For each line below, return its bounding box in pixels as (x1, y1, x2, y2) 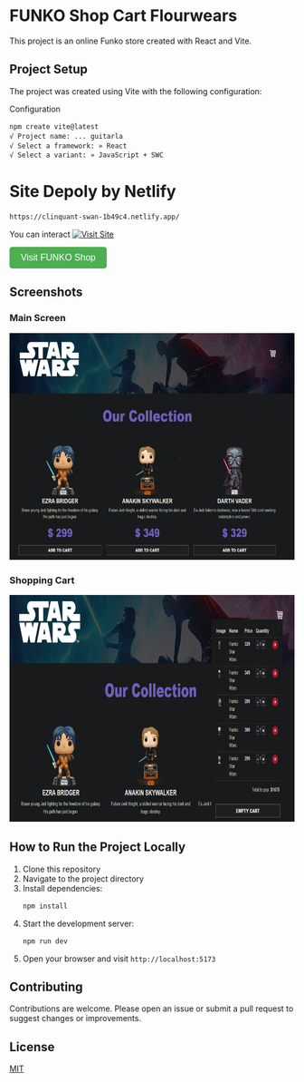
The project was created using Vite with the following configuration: (9, 85, 262, 96)
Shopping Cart (9, 573, 75, 586)
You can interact (9, 229, 71, 240)
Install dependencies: (22, 882, 103, 893)
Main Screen (9, 312, 66, 325)
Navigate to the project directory (22, 872, 145, 884)
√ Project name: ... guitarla (9, 132, 124, 141)
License (9, 1039, 55, 1055)
